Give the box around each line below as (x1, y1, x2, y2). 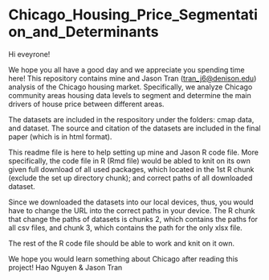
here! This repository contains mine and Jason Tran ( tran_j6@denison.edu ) (8, 73, 257, 83)
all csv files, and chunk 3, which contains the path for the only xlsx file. (8, 223, 243, 233)
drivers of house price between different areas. (8, 99, 165, 109)
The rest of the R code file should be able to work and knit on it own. (8, 238, 235, 248)
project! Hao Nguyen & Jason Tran (8, 262, 123, 272)
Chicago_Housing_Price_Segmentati (8, 6, 259, 24)
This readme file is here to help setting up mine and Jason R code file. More (8, 147, 259, 157)
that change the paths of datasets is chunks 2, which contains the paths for (8, 214, 259, 224)
